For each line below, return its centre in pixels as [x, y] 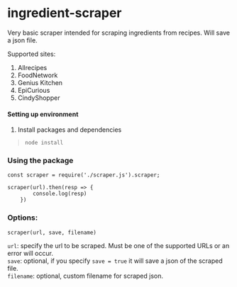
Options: [23, 218]
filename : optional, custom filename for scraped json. [86, 276]
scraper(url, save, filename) [52, 232]
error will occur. [30, 253]
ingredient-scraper [65, 13]
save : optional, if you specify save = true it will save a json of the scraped [115, 261]
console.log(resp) [60, 194]
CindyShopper [39, 98]
